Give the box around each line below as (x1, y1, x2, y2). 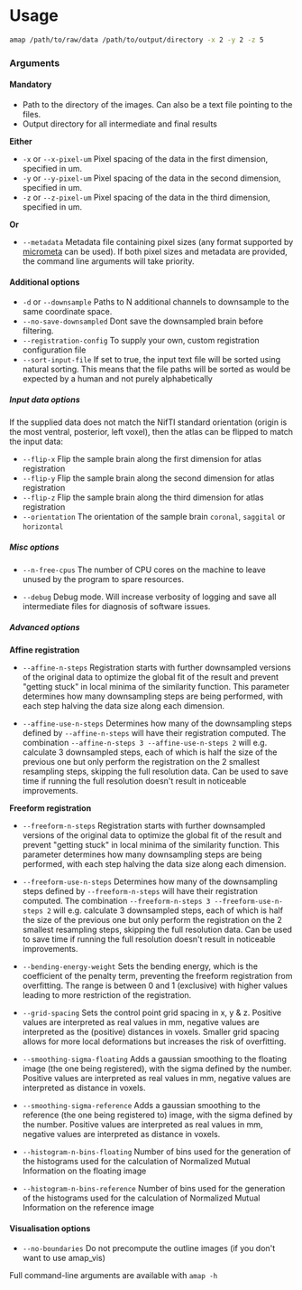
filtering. (22, 325, 54, 336)
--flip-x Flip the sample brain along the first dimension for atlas (22, 454, 262, 465)
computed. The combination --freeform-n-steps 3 (22, 896, 211, 907)
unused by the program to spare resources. (22, 574, 185, 585)
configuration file (22, 344, 87, 355)
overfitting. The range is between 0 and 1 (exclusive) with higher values (22, 980, 288, 991)
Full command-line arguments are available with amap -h (9, 1270, 218, 1281)
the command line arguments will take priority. (22, 255, 195, 267)
